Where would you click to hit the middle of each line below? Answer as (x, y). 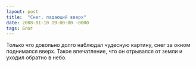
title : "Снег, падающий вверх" (46, 17)
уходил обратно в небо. (37, 58)
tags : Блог (20, 28)
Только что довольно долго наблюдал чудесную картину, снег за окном (98, 45)
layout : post (22, 12)
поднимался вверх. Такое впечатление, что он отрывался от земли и (94, 52)
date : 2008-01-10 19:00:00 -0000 (48, 23)
